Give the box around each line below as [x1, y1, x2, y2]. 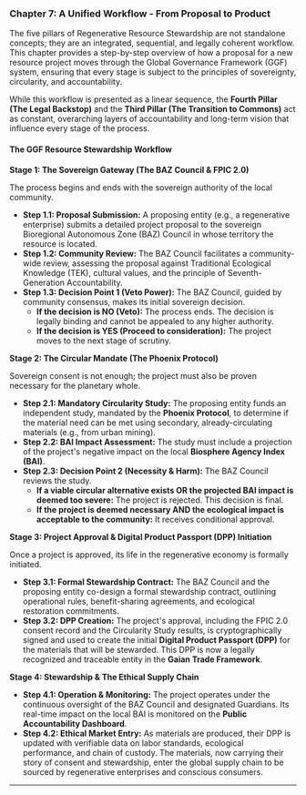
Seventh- [227, 267, 262, 278]
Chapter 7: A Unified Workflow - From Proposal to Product [9, 7, 271, 20]
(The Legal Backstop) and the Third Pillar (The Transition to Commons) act [9, 104, 296, 115]
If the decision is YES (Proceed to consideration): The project [36, 325, 271, 336]
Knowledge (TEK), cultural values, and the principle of [22, 267, 226, 278]
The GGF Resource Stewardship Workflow [9, 144, 173, 155]
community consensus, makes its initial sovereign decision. [22, 296, 246, 307]
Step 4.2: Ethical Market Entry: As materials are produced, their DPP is [22, 728, 291, 739]
